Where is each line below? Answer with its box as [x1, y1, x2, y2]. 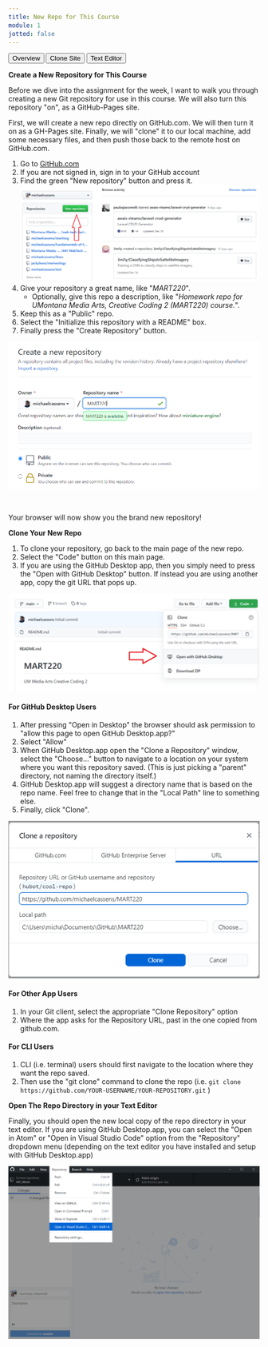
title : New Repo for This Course [8, 13, 120, 21]
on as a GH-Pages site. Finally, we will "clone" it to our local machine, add [8, 126, 251, 136]
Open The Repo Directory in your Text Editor [8, 1100, 158, 1110]
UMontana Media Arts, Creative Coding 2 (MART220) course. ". [31, 300, 240, 309]
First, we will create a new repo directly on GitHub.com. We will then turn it [8, 118, 254, 128]
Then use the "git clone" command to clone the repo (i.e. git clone [19, 1076, 242, 1086]
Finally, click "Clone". [19, 804, 90, 815]
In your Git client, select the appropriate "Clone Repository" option [19, 1006, 238, 1016]
